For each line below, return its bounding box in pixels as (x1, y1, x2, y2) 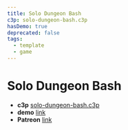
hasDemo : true (7, 23, 48, 30)
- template (13, 42, 45, 49)
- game (13, 49, 32, 56)
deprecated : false (7, 29, 60, 36)
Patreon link (17, 115, 52, 124)
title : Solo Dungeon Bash (7, 10, 81, 17)
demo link (17, 108, 46, 116)
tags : (7, 36, 23, 43)
